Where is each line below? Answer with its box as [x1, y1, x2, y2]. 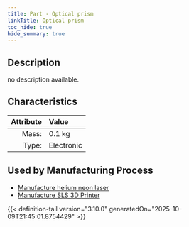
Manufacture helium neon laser [17, 183, 109, 192]
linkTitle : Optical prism [7, 17, 84, 24]
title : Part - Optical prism [7, 10, 94, 18]
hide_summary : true [7, 30, 65, 38]
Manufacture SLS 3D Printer [17, 191, 101, 199]
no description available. [7, 75, 80, 84]
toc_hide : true [7, 23, 53, 31]
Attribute [11, 116, 43, 126]
